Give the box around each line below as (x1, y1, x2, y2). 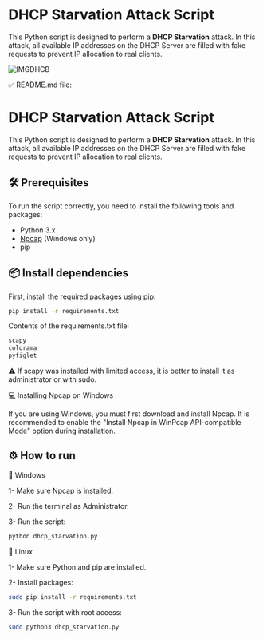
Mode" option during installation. (8, 426, 116, 435)
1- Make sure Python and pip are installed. (8, 562, 147, 572)
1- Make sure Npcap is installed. (8, 486, 114, 495)
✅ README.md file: (8, 80, 72, 89)
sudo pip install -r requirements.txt (8, 593, 137, 601)
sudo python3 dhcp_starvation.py (8, 623, 120, 631)
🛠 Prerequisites (8, 176, 89, 189)
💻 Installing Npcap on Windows (8, 391, 114, 400)
